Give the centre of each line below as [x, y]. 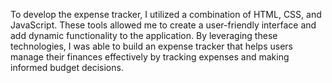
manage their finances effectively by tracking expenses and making [150, 57]
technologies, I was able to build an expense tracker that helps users [151, 46]
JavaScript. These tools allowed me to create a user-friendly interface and [163, 25]
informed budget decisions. [67, 67]
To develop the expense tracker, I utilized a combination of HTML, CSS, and [166, 14]
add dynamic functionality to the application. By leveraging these [144, 35]
